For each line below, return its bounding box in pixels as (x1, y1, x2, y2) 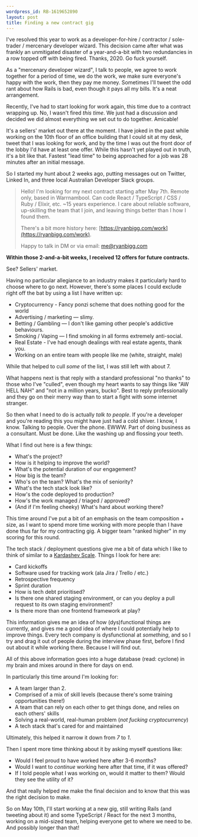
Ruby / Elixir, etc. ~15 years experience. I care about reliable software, (20, 201, 191, 208)
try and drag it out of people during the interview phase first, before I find (6, 638, 185, 645)
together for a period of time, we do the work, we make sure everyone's (6, 72, 181, 80)
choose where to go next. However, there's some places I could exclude (6, 283, 182, 291)
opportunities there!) (14, 698, 65, 705)
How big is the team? (14, 472, 66, 479)
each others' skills (14, 710, 60, 717)
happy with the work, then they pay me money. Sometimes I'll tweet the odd (6, 79, 191, 86)
